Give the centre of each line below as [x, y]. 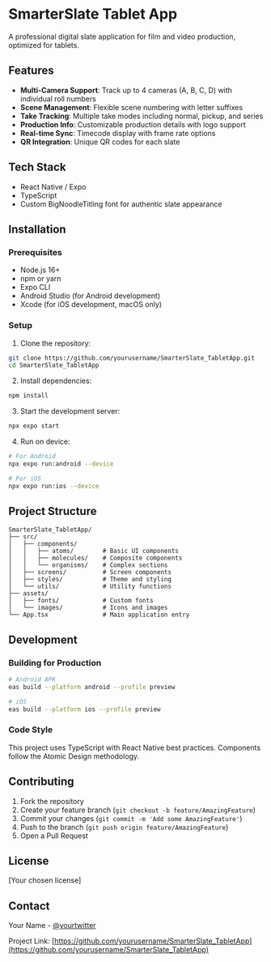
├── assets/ [28, 594]
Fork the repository [52, 801]
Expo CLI [35, 287]
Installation [37, 229]
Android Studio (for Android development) [90, 296]
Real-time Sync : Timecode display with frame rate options [118, 133]
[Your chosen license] [45, 880]
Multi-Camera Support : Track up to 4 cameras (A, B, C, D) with [126, 90]
